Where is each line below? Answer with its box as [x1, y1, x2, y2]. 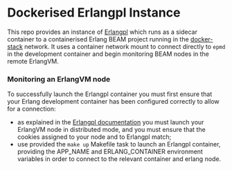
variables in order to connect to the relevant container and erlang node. [17, 155, 222, 163]
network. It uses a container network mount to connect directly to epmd [24, 42, 226, 50]
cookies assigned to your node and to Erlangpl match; [17, 133, 172, 141]
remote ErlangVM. [7, 57, 59, 65]
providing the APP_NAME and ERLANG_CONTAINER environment [17, 147, 203, 156]
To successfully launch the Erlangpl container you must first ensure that [7, 90, 213, 98]
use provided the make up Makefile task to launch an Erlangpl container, [17, 140, 221, 149]
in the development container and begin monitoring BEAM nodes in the [7, 50, 210, 58]
